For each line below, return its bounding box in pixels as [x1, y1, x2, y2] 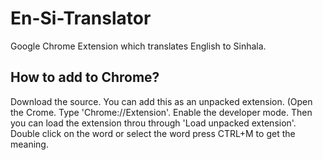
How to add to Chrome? [10, 69, 160, 86]
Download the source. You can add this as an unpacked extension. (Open [10, 95, 313, 107]
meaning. [10, 138, 49, 150]
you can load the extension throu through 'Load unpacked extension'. [10, 117, 297, 129]
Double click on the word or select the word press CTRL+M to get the [10, 127, 296, 139]
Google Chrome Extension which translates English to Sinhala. [10, 40, 267, 52]
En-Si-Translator [10, 7, 152, 30]
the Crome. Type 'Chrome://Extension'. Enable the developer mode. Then [10, 106, 313, 118]
